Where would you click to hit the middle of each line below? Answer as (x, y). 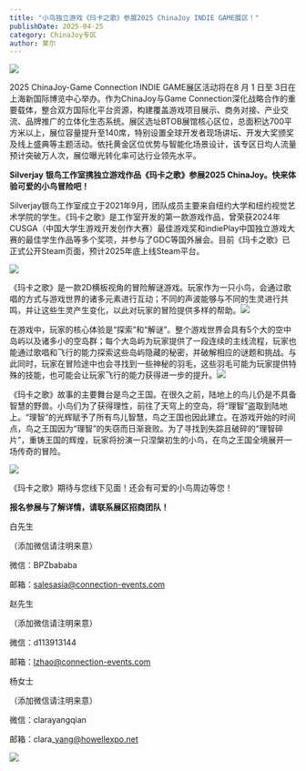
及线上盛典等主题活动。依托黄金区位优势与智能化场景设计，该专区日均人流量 (153, 144)
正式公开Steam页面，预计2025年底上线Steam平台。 (107, 251)
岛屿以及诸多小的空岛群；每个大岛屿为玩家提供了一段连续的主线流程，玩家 (149, 341)
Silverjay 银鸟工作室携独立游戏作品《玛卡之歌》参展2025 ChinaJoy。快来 (149, 175)
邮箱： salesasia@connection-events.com (87, 584)
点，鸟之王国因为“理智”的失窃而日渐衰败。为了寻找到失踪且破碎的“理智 (143, 429)
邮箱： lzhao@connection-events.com (80, 662)
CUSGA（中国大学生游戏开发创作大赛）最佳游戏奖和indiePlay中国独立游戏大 (153, 228)
